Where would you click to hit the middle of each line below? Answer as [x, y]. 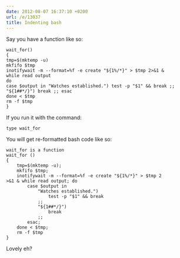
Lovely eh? [19, 249]
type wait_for [24, 128]
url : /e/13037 [24, 17]
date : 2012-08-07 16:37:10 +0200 [47, 11]
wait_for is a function [35, 150]
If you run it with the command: [44, 118]
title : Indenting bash [34, 22]
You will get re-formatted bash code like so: [59, 140]
